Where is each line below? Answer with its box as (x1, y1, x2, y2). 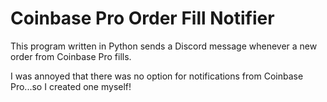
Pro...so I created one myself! (10, 80, 132, 92)
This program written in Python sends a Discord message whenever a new (10, 40, 318, 52)
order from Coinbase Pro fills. (10, 50, 132, 62)
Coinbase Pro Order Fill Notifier (10, 7, 275, 30)
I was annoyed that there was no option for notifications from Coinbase (10, 70, 304, 82)
